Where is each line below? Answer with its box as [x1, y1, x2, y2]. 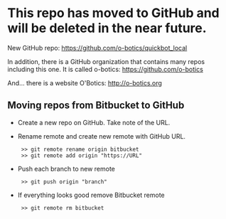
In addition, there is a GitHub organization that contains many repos [7, 57, 205, 65]
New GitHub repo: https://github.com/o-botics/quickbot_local [7, 43, 188, 52]
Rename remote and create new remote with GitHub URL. [17, 132, 186, 140]
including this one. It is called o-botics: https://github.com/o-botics [7, 65, 204, 73]
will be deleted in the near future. [7, 20, 208, 36]
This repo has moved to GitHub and [7, 5, 220, 21]
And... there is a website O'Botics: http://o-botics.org [7, 78, 162, 87]
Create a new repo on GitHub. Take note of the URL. [17, 118, 171, 127]
